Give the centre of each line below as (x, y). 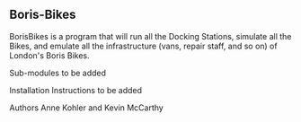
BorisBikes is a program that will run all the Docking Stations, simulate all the (150, 36)
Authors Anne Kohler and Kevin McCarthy (86, 108)
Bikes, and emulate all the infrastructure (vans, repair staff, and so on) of (143, 46)
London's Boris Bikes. (49, 55)
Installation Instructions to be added (75, 90)
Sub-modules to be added (58, 73)
